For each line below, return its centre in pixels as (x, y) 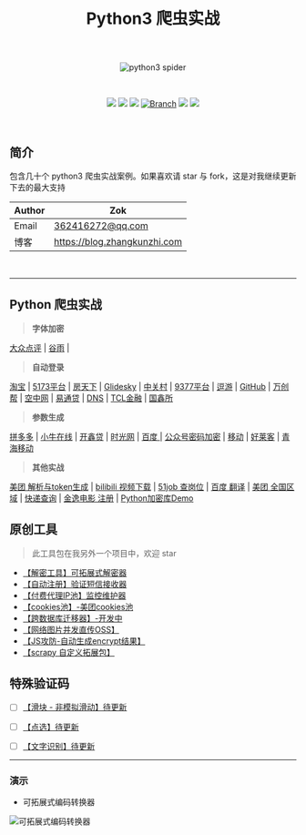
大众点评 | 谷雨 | (40, 348)
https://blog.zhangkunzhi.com (118, 242)
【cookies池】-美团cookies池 (78, 606)
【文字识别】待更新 (59, 746)
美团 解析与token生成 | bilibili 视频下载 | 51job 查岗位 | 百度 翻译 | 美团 (139, 486)
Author (30, 210)
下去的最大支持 (37, 187)
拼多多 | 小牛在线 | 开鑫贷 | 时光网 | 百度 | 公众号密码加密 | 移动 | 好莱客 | (145, 436)
